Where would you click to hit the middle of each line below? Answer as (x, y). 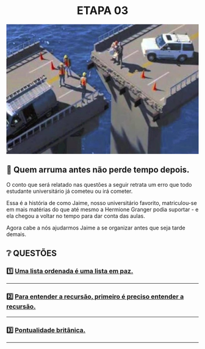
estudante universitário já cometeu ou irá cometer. (70, 191)
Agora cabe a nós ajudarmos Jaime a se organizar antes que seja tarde (96, 228)
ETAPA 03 (103, 11)
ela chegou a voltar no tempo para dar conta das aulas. (76, 216)
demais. (16, 234)
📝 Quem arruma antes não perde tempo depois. (98, 170)
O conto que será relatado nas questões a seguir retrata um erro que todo (99, 184)
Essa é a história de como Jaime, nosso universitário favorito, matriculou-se (102, 203)
